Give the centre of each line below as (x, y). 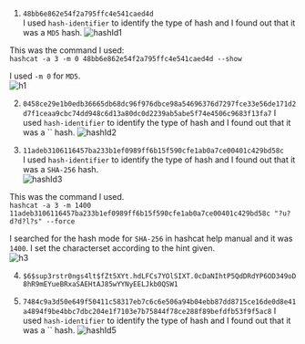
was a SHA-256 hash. (61, 169)
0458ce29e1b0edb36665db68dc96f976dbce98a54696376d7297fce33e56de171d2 (159, 104)
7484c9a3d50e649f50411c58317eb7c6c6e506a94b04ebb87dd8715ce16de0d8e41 (159, 302)
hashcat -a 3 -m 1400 (51, 205)
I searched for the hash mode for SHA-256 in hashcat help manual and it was (151, 238)
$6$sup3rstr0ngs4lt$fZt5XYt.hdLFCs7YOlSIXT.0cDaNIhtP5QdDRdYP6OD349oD (159, 276)
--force (61, 222)
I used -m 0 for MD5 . (45, 76)
